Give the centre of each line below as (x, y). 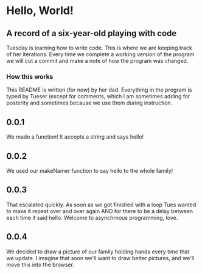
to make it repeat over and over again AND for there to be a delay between (100, 211)
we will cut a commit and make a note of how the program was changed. (97, 61)
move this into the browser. (40, 264)
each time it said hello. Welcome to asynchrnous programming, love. (92, 217)
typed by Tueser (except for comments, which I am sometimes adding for (98, 96)
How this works (30, 76)
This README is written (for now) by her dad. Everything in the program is (99, 90)
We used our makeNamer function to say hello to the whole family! (90, 170)
